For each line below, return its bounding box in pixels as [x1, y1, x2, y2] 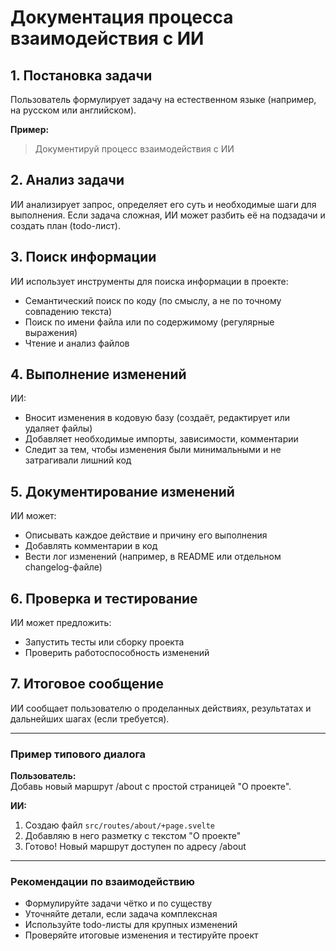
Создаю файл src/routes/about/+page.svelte [24, 819, 216, 831]
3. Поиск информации [10, 249, 157, 266]
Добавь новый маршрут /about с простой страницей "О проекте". [10, 781, 292, 793]
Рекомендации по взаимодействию [10, 875, 196, 889]
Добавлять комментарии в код [24, 540, 158, 552]
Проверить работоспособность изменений [24, 647, 210, 659]
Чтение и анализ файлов [24, 337, 130, 349]
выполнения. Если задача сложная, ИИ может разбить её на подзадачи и [10, 209, 326, 221]
